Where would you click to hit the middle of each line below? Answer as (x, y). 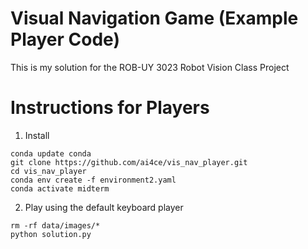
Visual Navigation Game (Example (154, 18)
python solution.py (51, 234)
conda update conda (51, 153)
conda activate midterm (60, 188)
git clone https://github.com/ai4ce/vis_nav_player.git (129, 162)
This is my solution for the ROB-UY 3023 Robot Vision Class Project (150, 67)
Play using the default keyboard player (104, 207)
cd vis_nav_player (48, 171)
